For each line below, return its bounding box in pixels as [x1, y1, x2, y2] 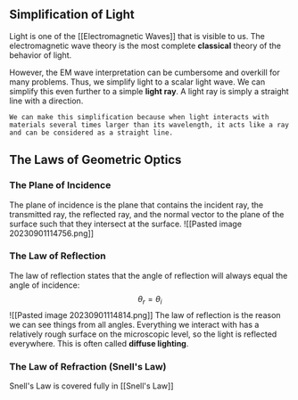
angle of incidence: [9, 280, 80, 290]
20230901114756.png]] [9, 227, 95, 239]
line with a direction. [9, 95, 84, 106]
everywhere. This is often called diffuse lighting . [9, 338, 189, 348]
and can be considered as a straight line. [9, 128, 174, 137]
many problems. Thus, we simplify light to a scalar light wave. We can [9, 76, 266, 87]
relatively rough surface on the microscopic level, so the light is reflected [9, 329, 277, 339]
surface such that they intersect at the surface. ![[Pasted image [9, 218, 243, 229]
